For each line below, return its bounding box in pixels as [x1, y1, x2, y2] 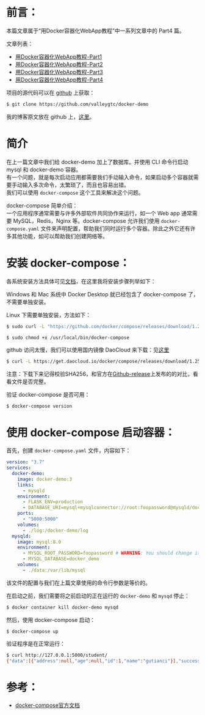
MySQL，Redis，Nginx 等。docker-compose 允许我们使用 [13, 217, 160, 224]
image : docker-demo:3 [17, 476, 72, 482]
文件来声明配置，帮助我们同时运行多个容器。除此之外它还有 [40, 225, 190, 232]
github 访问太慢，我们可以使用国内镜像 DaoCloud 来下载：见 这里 [6, 346, 170, 354]
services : [6, 465, 32, 471]
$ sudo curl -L [6, 323, 45, 329]
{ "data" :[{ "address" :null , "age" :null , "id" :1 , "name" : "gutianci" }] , [6, 657, 179, 664]
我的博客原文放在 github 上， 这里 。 [6, 113, 95, 120]
